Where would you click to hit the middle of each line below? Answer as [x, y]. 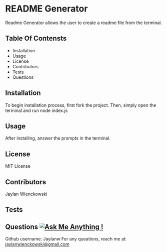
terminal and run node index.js [36, 110]
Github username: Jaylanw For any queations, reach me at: [66, 239]
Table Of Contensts [36, 38]
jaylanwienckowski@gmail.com [37, 244]
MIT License [18, 166]
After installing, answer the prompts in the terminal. [58, 138]
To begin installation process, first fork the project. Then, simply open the [81, 105]
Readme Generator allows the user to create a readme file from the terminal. [84, 23]
